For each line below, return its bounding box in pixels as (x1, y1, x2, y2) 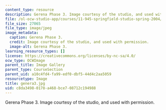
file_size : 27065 (5, 21, 41, 26)
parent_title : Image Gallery (5, 62, 65, 67)
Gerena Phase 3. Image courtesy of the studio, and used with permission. (5, 99, 155, 105)
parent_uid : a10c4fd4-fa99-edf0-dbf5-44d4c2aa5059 (5, 72, 112, 77)
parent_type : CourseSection (5, 67, 63, 72)
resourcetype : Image (5, 76, 48, 81)
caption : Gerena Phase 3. (9, 35, 63, 40)
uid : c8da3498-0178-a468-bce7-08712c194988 (5, 85, 96, 91)
